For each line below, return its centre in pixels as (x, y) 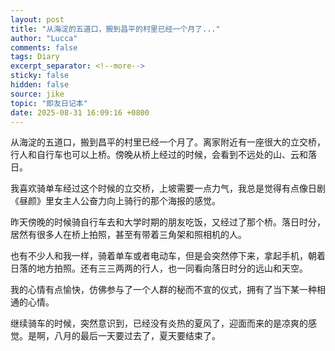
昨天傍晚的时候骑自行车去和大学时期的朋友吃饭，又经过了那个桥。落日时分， (168, 222)
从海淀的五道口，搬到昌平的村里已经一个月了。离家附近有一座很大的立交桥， (168, 142)
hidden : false (40, 85)
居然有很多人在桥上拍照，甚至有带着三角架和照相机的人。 (128, 235)
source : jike (37, 94)
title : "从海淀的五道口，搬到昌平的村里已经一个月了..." (115, 29)
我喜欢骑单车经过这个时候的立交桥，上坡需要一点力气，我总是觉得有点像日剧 (168, 188)
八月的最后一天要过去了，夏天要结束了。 (137, 336)
